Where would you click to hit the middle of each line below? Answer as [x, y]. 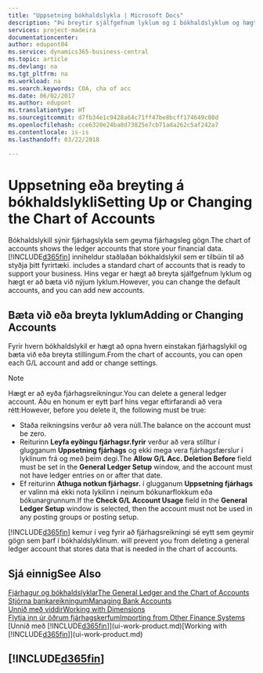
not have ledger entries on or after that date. [91, 475]
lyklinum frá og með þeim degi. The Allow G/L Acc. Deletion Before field [135, 459]
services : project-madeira [52, 30]
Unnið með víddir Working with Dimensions [77, 609]
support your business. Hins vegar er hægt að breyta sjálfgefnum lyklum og [130, 274]
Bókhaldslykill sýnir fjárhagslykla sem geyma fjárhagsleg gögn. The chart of [130, 240]
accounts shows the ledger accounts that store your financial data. [116, 249]
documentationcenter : [43, 37]
